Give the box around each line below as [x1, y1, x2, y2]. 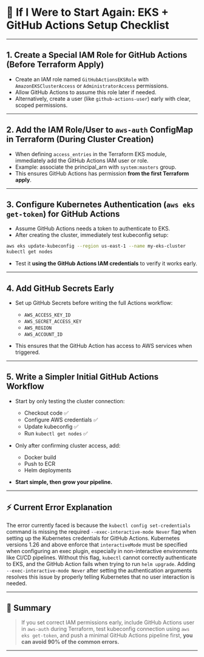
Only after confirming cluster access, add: [15, 441, 121, 449]
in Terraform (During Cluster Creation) [6, 134, 154, 145]
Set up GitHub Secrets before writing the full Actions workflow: [15, 299, 173, 306]
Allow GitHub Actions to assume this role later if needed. [15, 88, 157, 96]
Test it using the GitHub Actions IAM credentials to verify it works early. [15, 260, 197, 267]
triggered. [15, 349, 41, 356]
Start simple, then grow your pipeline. [15, 478, 113, 485]
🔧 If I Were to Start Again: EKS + [6, 5, 169, 19]
